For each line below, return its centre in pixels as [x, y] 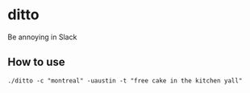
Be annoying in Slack [42, 37]
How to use [36, 62]
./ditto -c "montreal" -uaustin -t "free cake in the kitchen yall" [125, 81]
